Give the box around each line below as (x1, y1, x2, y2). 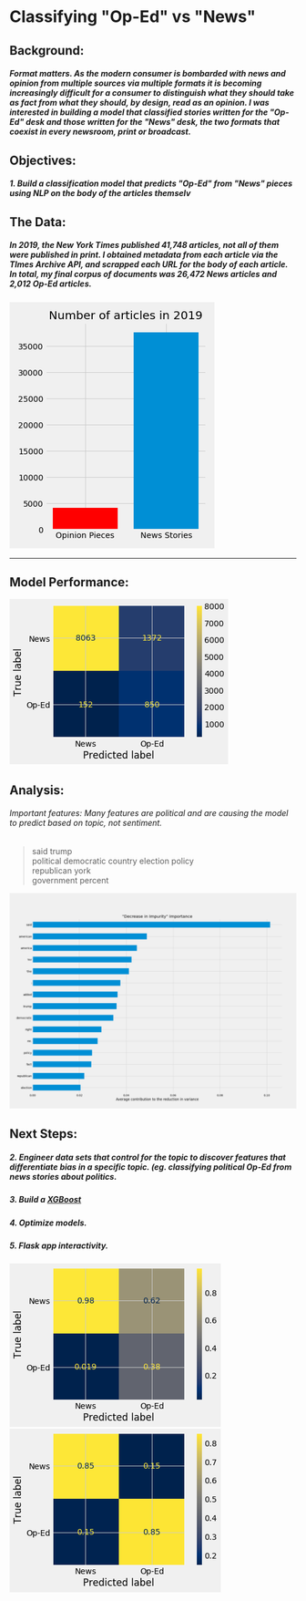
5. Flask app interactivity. (9, 1240, 109, 1251)
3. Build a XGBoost (9, 1194, 82, 1205)
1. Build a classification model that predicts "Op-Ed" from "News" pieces (9, 178, 293, 189)
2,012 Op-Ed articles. (9, 278, 93, 289)
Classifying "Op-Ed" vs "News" (9, 6, 257, 27)
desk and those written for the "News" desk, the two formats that (25, 117, 280, 128)
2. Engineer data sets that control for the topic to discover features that (9, 1152, 287, 1162)
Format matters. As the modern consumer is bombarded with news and (9, 68, 287, 79)
